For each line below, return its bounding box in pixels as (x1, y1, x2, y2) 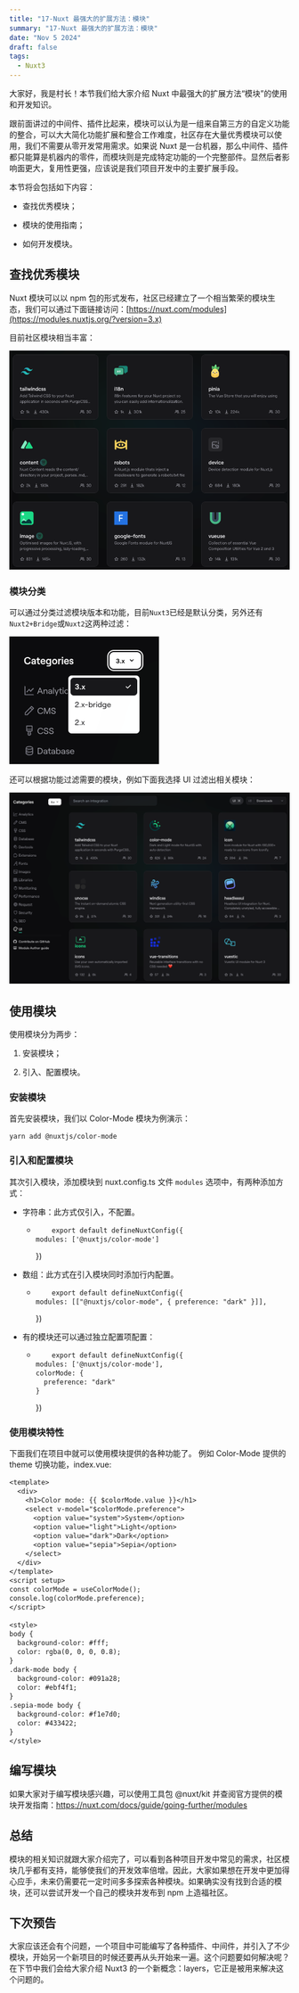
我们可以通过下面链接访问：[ (24, 303, 130, 314)
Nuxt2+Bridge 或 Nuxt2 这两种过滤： (9, 618, 132, 629)
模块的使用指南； (21, 219, 85, 230)
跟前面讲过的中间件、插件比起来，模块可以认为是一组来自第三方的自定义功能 (9, 119, 290, 128)
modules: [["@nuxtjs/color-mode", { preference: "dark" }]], (35, 1297, 267, 1306)
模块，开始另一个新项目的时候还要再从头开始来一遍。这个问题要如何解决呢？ (9, 1952, 290, 1963)
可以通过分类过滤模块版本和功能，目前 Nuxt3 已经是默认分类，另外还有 (9, 607, 263, 618)
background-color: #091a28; (17, 1674, 122, 1683)
